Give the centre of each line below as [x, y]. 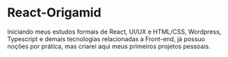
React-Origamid [55, 13]
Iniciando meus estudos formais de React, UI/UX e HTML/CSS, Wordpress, [114, 32]
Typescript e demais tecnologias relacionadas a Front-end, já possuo [106, 38]
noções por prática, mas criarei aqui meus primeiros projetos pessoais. [109, 46]
